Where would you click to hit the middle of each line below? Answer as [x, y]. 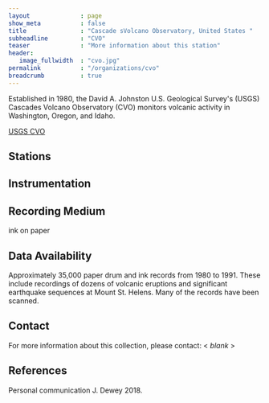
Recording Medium [57, 211]
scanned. [24, 301]
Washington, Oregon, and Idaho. [62, 115]
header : [21, 53]
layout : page [55, 16]
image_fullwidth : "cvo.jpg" [69, 61]
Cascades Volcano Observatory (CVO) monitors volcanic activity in [119, 107]
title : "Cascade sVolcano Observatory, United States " [130, 31]
